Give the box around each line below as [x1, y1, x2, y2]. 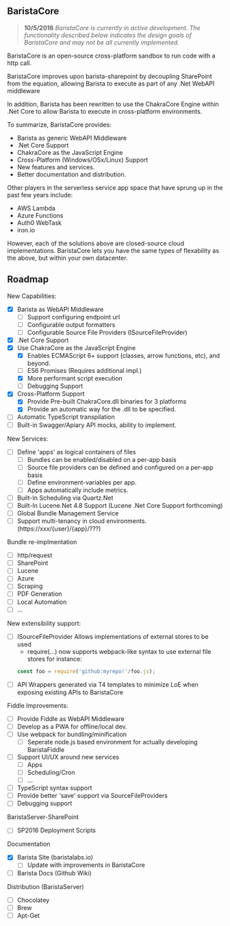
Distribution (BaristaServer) [7, 882, 84, 890]
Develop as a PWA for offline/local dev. [16, 722, 128, 731]
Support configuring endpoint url [27, 313, 120, 321]
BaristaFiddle [27, 745, 65, 753]
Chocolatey [16, 896, 50, 904]
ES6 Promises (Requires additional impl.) [27, 367, 142, 375]
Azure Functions [16, 211, 64, 219]
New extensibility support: [7, 619, 81, 627]
